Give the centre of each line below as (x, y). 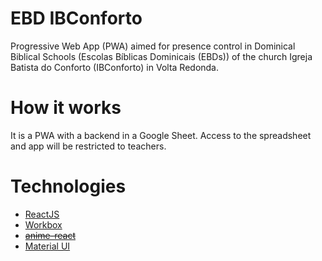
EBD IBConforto (76, 18)
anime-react (50, 235)
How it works (66, 108)
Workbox (43, 224)
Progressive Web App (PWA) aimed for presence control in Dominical (153, 46)
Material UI (47, 246)
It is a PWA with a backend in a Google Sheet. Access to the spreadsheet (161, 135)
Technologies (68, 186)
